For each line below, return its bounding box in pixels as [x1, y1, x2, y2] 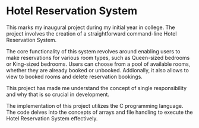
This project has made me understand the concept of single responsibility [6, 84, 187, 91]
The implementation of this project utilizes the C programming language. [6, 102, 184, 109]
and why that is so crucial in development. [6, 91, 110, 98]
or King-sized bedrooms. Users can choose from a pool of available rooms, [6, 60, 191, 68]
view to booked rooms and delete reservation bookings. [6, 73, 143, 80]
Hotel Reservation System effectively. [6, 114, 98, 122]
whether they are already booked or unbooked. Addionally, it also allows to [6, 66, 189, 73]
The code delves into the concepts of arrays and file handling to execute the [6, 108, 193, 116]
